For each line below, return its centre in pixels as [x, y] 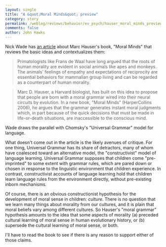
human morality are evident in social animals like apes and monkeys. [87, 67]
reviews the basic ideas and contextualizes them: [55, 52]
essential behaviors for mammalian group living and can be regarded [87, 77]
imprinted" [16, 163]
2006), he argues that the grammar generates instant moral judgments [89, 107]
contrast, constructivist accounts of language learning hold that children [79, 174]
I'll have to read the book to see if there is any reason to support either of [80, 235]
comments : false [22, 28]
